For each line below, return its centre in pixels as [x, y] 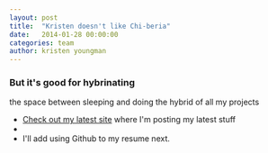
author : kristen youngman [58, 51]
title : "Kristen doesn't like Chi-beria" [90, 26]
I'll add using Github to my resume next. [96, 139]
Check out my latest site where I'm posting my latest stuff [129, 120]
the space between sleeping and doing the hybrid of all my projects [134, 102]
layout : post [34, 18]
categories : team [42, 43]
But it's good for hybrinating [72, 83]
